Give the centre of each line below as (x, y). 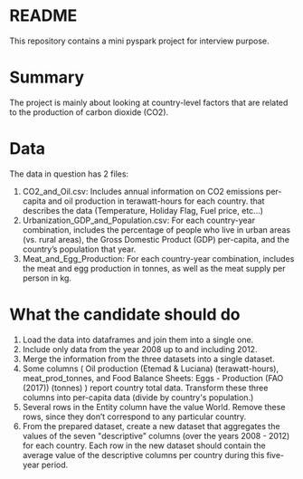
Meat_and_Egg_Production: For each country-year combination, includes (158, 258)
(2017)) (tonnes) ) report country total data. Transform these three (145, 388)
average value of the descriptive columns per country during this (143, 455)
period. (55, 465)
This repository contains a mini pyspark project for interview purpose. (139, 41)
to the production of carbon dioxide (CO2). (89, 112)
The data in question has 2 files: (69, 174)
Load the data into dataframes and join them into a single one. (138, 340)
